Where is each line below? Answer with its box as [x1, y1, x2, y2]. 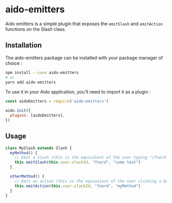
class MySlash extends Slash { [5, 145, 72, 151]
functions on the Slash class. [5, 26, 67, 32]
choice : [5, 60, 23, 66]
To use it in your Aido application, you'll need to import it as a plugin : [5, 89, 151, 95]
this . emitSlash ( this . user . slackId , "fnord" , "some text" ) [14, 160, 141, 165]
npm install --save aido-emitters [5, 70, 79, 75]
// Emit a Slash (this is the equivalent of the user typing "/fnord [14, 155, 166, 160]
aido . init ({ [5, 108, 31, 114]
